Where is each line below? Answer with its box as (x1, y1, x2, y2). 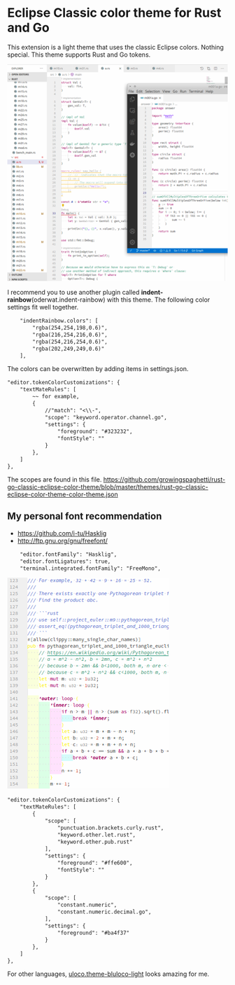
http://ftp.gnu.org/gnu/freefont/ (17, 536, 108, 545)
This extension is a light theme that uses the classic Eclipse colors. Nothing (7, 43, 224, 51)
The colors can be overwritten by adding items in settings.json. (7, 365, 189, 373)
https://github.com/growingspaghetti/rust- (103, 475, 226, 484)
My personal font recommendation (7, 510, 162, 522)
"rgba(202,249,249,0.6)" (32, 345, 105, 353)
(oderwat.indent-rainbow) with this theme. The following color (31, 295, 211, 304)
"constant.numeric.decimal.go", (57, 908, 152, 915)
